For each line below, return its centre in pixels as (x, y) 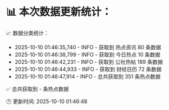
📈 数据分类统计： (27, 33)
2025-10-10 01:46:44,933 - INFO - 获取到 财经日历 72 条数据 (88, 69)
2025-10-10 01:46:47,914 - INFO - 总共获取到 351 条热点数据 (87, 76)
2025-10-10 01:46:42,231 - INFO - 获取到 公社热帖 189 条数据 (89, 61)
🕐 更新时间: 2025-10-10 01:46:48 (47, 101)
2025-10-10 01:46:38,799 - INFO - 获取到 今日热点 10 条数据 (87, 54)
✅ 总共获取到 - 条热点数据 (38, 89)
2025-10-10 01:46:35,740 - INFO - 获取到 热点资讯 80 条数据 (88, 47)
